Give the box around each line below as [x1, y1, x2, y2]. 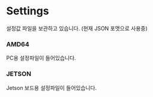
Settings [6, 4, 49, 18]
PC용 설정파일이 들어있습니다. [6, 54, 76, 62]
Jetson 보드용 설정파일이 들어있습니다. [6, 84, 97, 91]
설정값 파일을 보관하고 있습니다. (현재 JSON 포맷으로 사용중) [6, 25, 148, 32]
